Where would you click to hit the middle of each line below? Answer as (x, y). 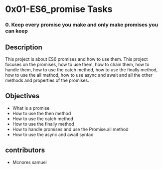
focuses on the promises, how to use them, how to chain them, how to (77, 64)
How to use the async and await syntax (53, 134)
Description (24, 47)
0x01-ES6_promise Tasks (59, 9)
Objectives (22, 96)
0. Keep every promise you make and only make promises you (82, 25)
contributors (25, 150)
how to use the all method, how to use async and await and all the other (79, 75)
